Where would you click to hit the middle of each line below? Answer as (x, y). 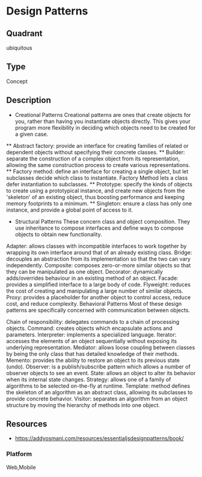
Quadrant (25, 33)
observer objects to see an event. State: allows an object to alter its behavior (101, 373)
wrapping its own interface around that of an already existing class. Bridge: (99, 252)
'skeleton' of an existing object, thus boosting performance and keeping (96, 197)
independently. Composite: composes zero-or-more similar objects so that (99, 265)
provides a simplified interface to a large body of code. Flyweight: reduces (99, 284)
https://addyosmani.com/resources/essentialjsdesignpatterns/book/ (99, 438)
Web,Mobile (21, 467)
